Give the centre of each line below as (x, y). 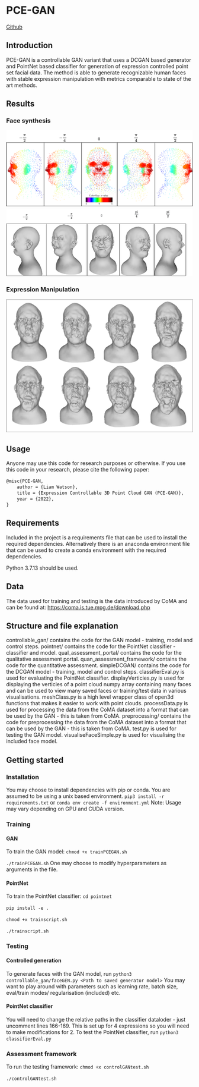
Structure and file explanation (62, 626)
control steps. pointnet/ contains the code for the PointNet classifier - (91, 646)
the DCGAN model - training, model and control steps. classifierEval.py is (95, 672)
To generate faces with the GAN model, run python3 (69, 973)
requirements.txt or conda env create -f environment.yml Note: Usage (94, 803)
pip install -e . (28, 908)
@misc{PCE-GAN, (25, 481)
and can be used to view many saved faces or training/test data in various (96, 691)
